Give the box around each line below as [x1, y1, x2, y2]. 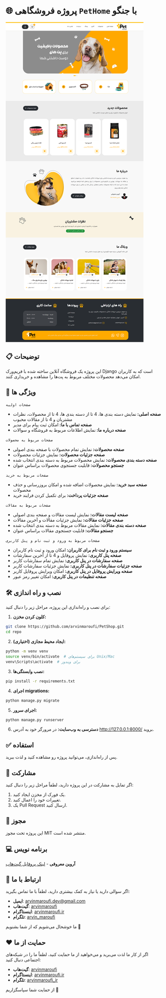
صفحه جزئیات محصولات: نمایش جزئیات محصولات [12, 451, 105, 457]
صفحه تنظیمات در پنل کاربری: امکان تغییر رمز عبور [12, 573, 107, 579]
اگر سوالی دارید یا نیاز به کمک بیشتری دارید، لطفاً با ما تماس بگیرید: [5, 889, 130, 895]
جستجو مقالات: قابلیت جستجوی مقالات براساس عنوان [12, 527, 114, 533]
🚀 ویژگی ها [5, 388, 36, 397]
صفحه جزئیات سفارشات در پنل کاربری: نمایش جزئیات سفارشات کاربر [12, 563, 142, 569]
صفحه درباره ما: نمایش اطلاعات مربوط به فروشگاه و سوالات [12, 427, 126, 433]
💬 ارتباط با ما [5, 875, 41, 884]
